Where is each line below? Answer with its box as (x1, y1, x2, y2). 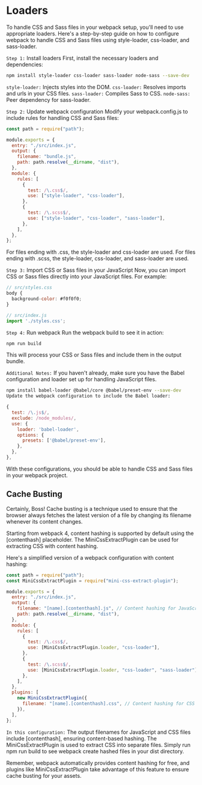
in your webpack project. (6, 471, 68, 479)
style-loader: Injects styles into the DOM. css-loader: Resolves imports (6, 83, 186, 90)
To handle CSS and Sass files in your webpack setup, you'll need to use (6, 23, 184, 31)
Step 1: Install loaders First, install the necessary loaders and (6, 54, 159, 61)
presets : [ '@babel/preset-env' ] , (22, 437, 106, 443)
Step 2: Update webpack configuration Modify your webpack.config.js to (6, 108, 188, 115)
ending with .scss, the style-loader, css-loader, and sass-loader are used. (6, 255, 189, 262)
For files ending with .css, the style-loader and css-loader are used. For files (6, 248, 196, 256)
